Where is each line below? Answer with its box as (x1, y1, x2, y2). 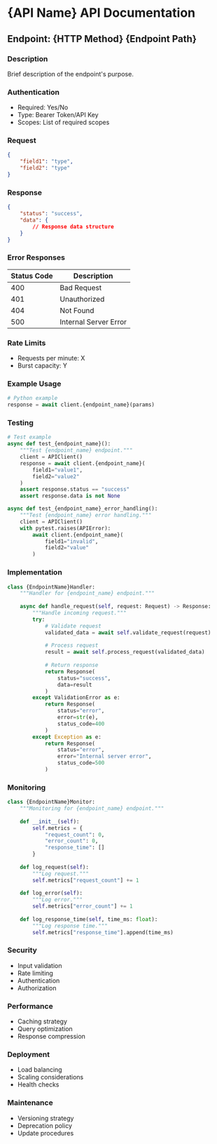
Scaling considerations (17, 1073, 84, 1082)
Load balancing (17, 1065, 62, 1074)
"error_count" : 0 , (44, 837, 99, 844)
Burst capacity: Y (17, 361, 68, 370)
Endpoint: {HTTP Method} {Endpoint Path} (7, 33, 197, 45)
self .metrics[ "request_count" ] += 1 (32, 877, 139, 884)
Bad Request (59, 283, 102, 292)
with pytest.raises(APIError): (20, 525, 111, 532)
